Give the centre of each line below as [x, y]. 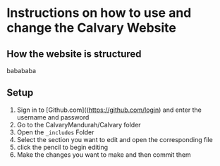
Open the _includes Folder [55, 132]
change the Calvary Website [92, 28]
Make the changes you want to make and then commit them [104, 154]
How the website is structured [74, 54]
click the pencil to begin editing [62, 147]
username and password [53, 117]
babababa [22, 71]
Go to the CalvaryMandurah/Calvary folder [79, 124]
